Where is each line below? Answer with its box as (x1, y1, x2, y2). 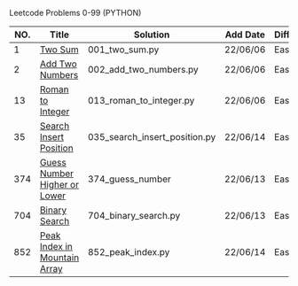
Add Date (224, 28, 266, 41)
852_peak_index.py (87, 246, 170, 258)
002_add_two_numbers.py (87, 64, 199, 75)
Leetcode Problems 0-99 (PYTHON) (9, 8, 142, 18)
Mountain (39, 251, 80, 264)
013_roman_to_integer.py (87, 95, 195, 106)
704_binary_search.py (87, 210, 181, 221)
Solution (133, 28, 170, 41)
